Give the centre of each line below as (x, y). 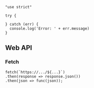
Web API (19, 48)
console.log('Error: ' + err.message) (50, 29)
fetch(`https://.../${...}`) (35, 72)
